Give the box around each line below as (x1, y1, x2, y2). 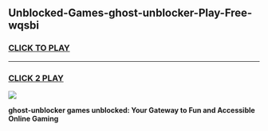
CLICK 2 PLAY (8, 72, 64, 83)
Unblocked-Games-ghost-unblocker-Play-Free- (8, 6, 253, 20)
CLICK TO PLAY (8, 43, 70, 54)
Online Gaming (8, 114, 59, 123)
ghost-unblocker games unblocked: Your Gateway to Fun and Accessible (8, 105, 255, 114)
